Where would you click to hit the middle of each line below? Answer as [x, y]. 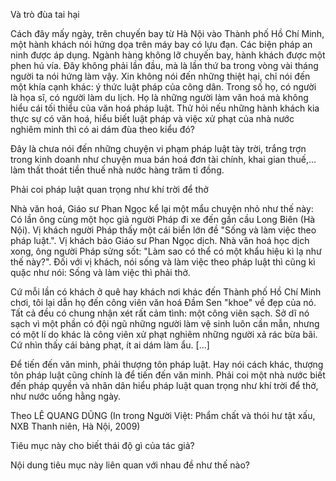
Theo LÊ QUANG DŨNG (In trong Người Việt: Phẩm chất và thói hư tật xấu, [163, 415]
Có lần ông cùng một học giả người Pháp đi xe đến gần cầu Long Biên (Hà [163, 219]
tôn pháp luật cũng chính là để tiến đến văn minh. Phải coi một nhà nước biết [168, 375]
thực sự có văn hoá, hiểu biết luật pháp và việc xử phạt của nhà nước [152, 118]
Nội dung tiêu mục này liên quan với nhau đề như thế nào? [130, 465]
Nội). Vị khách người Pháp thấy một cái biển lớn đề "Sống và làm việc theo [163, 230]
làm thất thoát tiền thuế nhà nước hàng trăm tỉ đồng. [117, 170]
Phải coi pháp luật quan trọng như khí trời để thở [109, 189]
